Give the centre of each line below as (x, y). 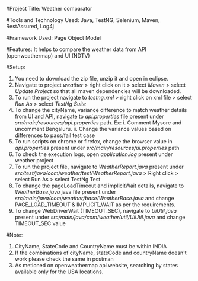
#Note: (15, 235)
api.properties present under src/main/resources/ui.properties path (97, 148)
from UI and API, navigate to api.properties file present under (89, 116)
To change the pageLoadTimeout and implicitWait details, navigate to (99, 186)
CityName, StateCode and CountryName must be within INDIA (91, 246)
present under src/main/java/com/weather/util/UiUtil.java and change (100, 217)
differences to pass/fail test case (55, 135)
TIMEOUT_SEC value (40, 223)
